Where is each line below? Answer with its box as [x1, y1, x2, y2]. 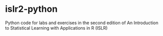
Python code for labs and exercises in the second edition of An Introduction [5, 20, 159, 26]
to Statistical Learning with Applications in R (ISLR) [5, 25, 108, 31]
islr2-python [5, 3, 58, 15]
